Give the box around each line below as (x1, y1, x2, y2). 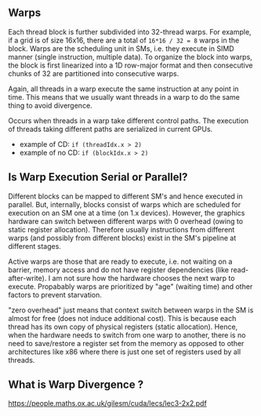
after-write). (8, 273, 47, 283)
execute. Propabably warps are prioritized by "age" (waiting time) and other (8, 282, 253, 291)
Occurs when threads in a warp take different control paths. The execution (8, 115, 249, 125)
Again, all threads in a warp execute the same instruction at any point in (8, 84, 239, 93)
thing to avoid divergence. (8, 100, 92, 110)
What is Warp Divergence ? (8, 378, 143, 392)
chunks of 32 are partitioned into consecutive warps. (8, 68, 179, 78)
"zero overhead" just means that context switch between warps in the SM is (8, 305, 254, 315)
